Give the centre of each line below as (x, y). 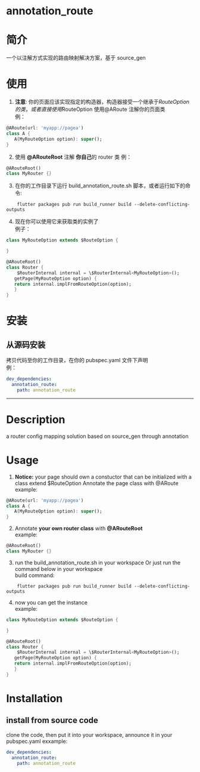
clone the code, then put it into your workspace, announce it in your (89, 734)
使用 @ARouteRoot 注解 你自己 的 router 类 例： (73, 157)
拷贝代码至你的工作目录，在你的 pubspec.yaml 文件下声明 (77, 360)
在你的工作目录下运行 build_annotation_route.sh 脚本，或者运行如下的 (100, 186)
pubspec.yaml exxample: (37, 741)
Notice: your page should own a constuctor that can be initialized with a (103, 477)
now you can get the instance (51, 602)
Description (36, 419)
